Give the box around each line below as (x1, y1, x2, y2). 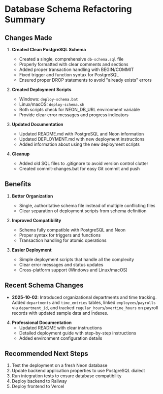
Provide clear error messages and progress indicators (19, 112, 129, 118)
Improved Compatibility (11, 217, 62, 223)
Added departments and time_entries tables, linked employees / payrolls (11, 299, 156, 305)
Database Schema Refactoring (4, 3, 132, 15)
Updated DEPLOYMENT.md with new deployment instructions (19, 136, 145, 142)
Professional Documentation (11, 319, 72, 326)
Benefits (4, 180, 32, 188)
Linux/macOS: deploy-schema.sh (19, 101, 85, 107)
